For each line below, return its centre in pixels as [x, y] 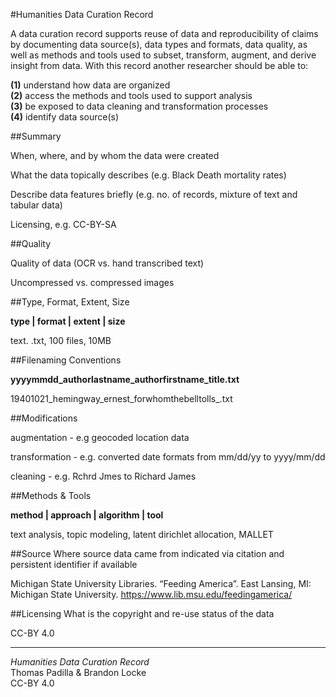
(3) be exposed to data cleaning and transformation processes [139, 106]
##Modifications [44, 418]
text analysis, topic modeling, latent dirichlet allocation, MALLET [142, 534]
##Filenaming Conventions [66, 360]
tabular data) [36, 205]
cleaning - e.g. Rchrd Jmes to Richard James [103, 476]
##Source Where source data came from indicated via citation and [147, 553]
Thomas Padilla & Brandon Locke [78, 672]
